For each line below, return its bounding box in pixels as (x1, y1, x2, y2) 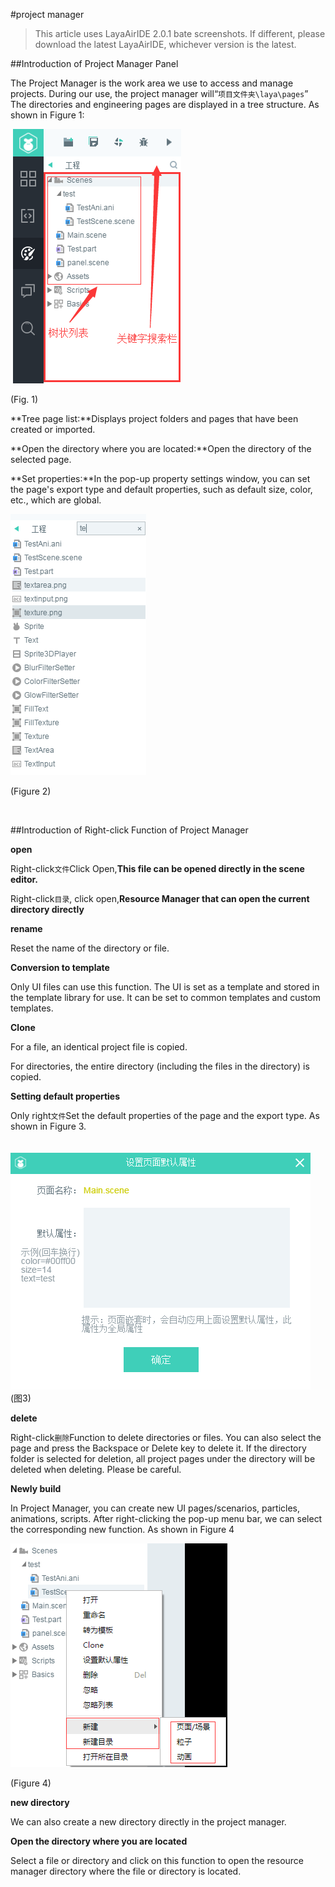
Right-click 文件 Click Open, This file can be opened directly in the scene (10, 863, 305, 874)
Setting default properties (10, 1090, 121, 1102)
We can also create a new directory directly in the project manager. (10, 1816, 287, 1828)
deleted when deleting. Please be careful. (10, 1464, 182, 1475)
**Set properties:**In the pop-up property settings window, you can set (10, 473, 311, 484)
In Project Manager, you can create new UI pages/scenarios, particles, (10, 1502, 300, 1514)
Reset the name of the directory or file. (10, 942, 170, 954)
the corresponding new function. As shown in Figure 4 (10, 1524, 235, 1535)
